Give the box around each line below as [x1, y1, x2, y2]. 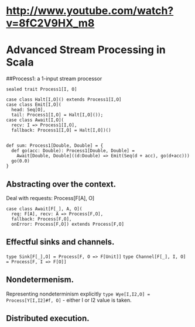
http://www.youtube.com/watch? [6, 4, 174, 18]
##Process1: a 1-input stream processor [6, 75, 102, 82]
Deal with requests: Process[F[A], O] [6, 194, 95, 201]
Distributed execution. [6, 313, 90, 323]
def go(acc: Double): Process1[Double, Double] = [11, 148, 135, 154]
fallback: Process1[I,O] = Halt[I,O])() [11, 128, 111, 133]
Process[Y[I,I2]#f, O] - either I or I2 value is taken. [6, 297, 132, 304]
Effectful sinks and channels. [6, 237, 115, 247]
